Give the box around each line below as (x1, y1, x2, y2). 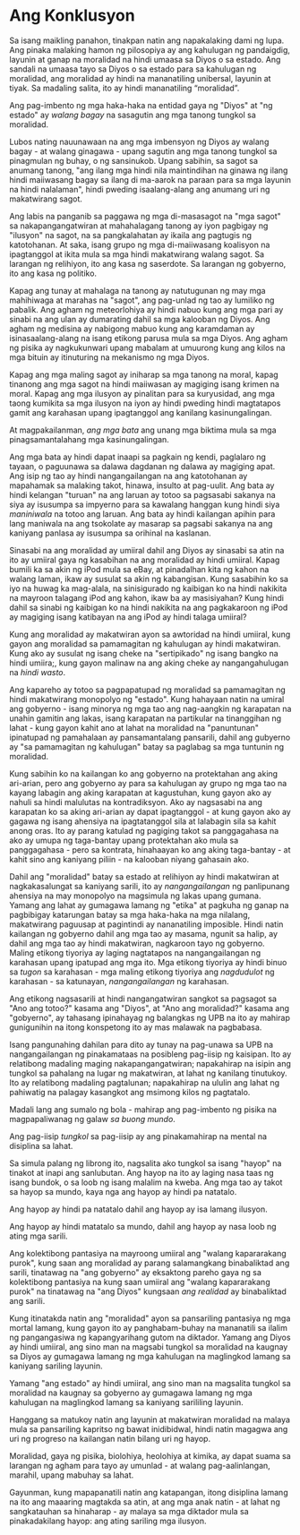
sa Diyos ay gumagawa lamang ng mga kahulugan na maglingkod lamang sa (9, 1351, 291, 1361)
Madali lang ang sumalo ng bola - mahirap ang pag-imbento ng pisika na (9, 1103, 278, 1115)
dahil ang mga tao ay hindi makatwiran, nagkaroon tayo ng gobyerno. (9, 938, 266, 948)
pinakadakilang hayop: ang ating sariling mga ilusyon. (9, 1515, 207, 1526)
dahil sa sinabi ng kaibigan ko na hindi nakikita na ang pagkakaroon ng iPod (9, 602, 288, 613)
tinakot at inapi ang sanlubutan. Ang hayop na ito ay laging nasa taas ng (9, 1167, 275, 1178)
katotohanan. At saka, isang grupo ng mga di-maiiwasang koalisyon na (9, 239, 270, 250)
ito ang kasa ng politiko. (9, 268, 97, 279)
